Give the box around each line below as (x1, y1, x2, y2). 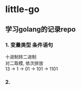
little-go (5, 4, 39, 15)
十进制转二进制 (5, 54, 36, 60)
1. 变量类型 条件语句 (5, 41, 53, 49)
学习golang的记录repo (5, 25, 76, 33)
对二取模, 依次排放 (5, 60, 44, 66)
